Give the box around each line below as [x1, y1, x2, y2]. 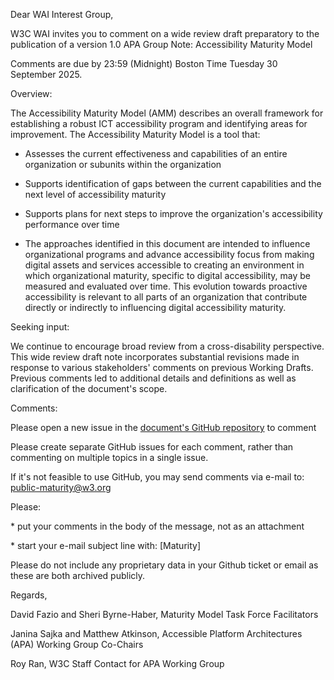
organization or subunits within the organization [24, 159, 222, 170]
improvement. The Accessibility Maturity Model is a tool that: [10, 129, 261, 140]
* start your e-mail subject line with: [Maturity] [10, 540, 202, 551]
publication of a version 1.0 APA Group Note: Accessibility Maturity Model [10, 39, 313, 50]
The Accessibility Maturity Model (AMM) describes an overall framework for [10, 107, 324, 119]
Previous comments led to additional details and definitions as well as [10, 372, 297, 384]
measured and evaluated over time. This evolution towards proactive [24, 280, 308, 292]
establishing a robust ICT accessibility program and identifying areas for [10, 118, 308, 129]
